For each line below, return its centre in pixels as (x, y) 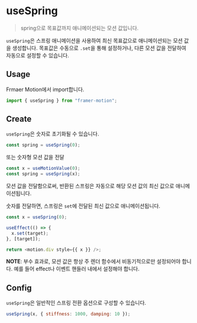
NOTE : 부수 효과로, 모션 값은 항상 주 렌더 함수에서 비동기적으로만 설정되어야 (93, 261)
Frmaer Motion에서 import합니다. (45, 89)
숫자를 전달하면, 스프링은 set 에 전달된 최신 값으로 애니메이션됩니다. (83, 206)
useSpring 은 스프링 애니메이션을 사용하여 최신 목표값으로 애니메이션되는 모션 (94, 40)
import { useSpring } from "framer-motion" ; (62, 101)
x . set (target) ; (30, 233)
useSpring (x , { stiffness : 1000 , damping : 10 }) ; (68, 314)
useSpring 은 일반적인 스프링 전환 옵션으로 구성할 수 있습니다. (76, 303)
